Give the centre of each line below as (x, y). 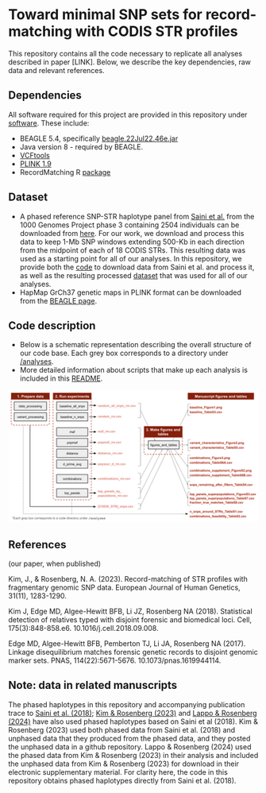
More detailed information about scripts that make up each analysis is (134, 370)
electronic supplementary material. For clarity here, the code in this (118, 772)
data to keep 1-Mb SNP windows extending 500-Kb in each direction (132, 242)
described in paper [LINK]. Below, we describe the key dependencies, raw (130, 62)
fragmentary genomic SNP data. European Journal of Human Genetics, (124, 587)
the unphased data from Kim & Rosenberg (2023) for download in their (124, 764)
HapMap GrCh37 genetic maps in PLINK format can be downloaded (131, 292)
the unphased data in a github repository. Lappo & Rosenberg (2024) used (130, 747)
